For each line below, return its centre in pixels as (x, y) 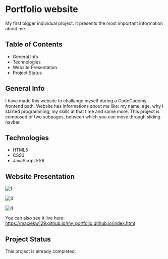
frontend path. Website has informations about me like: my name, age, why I (85, 106)
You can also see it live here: (35, 218)
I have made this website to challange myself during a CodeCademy (76, 101)
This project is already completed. (41, 251)
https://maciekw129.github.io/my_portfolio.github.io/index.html (70, 223)
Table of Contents (34, 45)
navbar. (13, 122)
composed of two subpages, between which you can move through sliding (83, 116)
